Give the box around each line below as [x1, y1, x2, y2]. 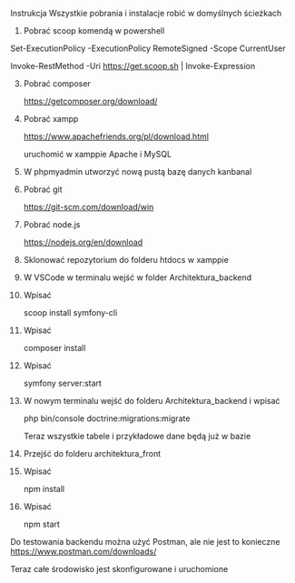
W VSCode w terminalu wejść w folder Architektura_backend [23, 272, 252, 283]
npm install [23, 484, 65, 494]
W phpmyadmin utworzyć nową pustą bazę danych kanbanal [23, 166, 252, 176]
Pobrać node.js [23, 219, 81, 230]
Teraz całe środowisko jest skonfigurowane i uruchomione [10, 564, 229, 574]
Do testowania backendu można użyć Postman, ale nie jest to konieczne [10, 537, 280, 547]
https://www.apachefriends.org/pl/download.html [23, 131, 210, 142]
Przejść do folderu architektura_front [23, 448, 162, 458]
